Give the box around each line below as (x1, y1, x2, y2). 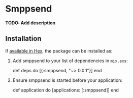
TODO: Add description (5, 20, 56, 26)
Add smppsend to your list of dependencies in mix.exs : (12, 58, 128, 64)
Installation (5, 34, 42, 43)
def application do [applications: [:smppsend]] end (12, 87, 119, 93)
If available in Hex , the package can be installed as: (5, 47, 113, 54)
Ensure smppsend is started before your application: (12, 77, 123, 83)
